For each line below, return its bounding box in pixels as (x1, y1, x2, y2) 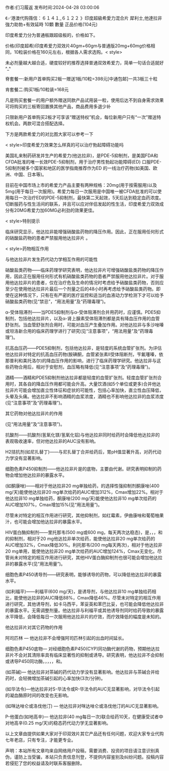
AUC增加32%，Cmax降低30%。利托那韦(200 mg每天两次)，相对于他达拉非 (5, 542, 162, 548)
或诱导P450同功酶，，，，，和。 (5, 658, 65, 664)
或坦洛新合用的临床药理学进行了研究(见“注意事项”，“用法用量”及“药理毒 (5, 328, 153, 334)
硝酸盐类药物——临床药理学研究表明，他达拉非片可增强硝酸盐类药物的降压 (5, 267, 159, 273)
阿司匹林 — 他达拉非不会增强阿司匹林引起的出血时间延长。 (5, 635, 127, 641)
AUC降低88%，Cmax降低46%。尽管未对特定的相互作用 (44, 595, 161, 600)
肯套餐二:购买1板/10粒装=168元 (5, 87, 69, 92)
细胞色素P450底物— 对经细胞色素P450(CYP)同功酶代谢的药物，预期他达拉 (5, 646, 160, 652)
